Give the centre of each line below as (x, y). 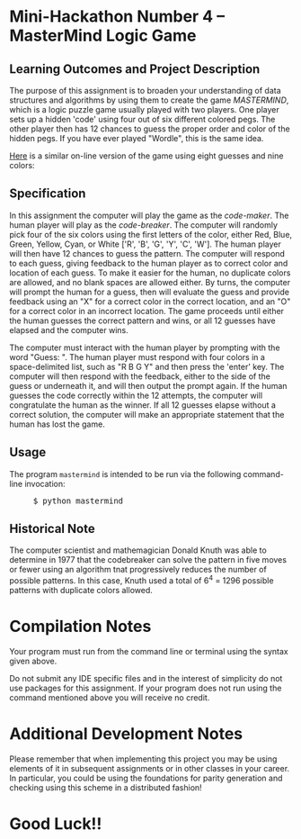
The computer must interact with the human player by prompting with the (145, 347)
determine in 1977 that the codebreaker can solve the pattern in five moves (148, 560)
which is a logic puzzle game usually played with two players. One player (145, 109)
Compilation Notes (80, 627)
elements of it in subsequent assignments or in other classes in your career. (150, 768)
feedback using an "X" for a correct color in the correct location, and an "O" (150, 301)
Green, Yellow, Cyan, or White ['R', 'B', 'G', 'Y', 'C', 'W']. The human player (145, 244)
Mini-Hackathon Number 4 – (117, 17)
